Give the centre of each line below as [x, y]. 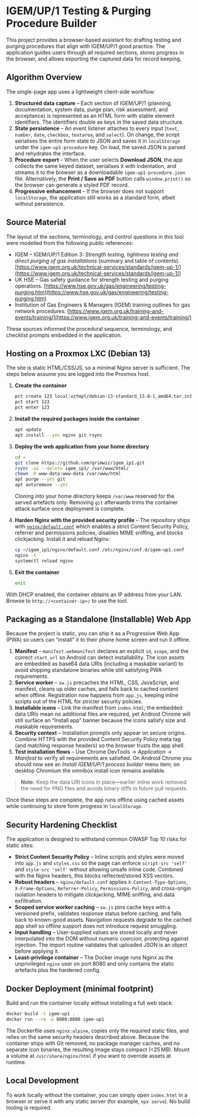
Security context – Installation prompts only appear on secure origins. [100, 733]
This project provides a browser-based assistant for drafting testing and [94, 40]
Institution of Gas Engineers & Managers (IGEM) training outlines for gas [102, 305]
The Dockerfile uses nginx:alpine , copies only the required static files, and [98, 1031]
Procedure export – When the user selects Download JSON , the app [99, 160]
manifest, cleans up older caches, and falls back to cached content [96, 689]
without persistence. [40, 204]
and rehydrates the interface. [50, 153]
